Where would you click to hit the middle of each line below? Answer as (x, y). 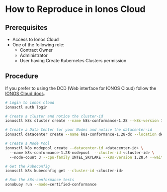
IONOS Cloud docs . (25, 94)
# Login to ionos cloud (30, 102)
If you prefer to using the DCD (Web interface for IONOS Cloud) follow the (81, 88)
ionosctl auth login (27, 107)
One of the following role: (38, 45)
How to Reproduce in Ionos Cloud (75, 9)
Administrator (34, 55)
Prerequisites (26, 28)
